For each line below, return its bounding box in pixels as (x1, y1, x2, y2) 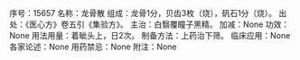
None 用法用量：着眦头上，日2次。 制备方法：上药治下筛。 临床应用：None (9, 30, 291, 40)
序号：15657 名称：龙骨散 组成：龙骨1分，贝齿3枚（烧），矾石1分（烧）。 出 (9, 8, 287, 18)
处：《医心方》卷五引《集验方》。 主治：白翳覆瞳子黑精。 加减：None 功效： (9, 19, 290, 30)
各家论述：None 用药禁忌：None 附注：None (9, 41, 178, 52)
